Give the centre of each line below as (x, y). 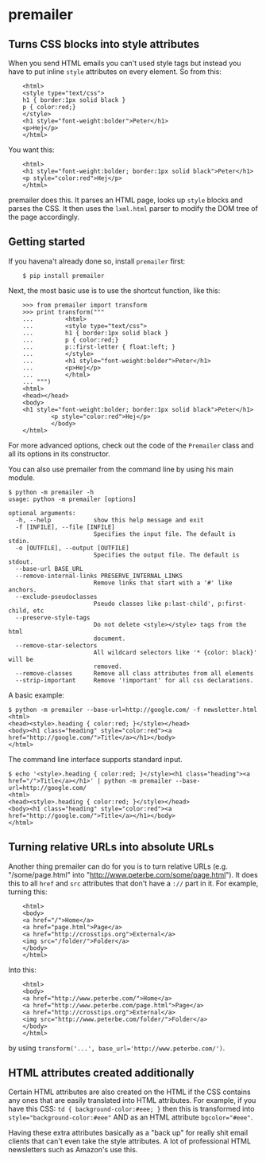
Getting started (47, 242)
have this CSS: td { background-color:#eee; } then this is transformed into (131, 1109)
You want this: (31, 150)
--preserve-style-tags (53, 618)
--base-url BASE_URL (49, 569)
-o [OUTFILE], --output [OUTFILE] (72, 548)
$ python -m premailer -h (51, 492)
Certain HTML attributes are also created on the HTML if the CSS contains (130, 1092)
